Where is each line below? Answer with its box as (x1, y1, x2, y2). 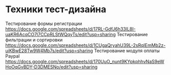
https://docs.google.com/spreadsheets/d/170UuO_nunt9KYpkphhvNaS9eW (5, 58, 165, 64)
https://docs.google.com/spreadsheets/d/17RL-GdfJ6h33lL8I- (5, 26, 136, 32)
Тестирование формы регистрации (5, 20, 82, 27)
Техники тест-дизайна (5, 4, 106, 15)
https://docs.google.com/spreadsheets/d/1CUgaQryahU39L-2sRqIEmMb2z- (5, 42, 166, 48)
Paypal (5, 53, 20, 59)
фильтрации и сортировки (5, 37, 63, 43)
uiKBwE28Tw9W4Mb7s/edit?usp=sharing (5, 47, 93, 54)
